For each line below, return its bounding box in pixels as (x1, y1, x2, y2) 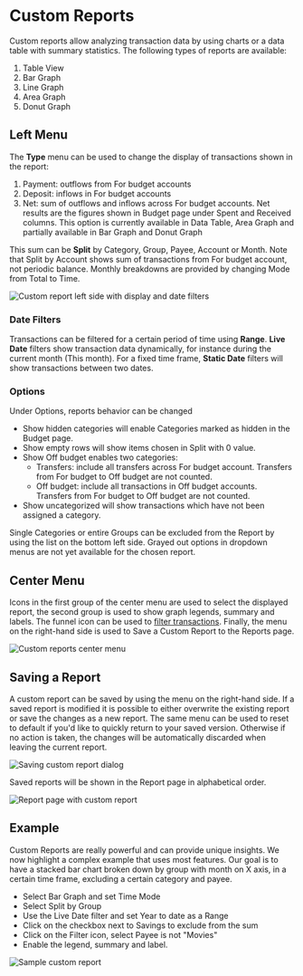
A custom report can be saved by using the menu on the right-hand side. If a (9, 694, 295, 704)
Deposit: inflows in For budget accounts (22, 187, 172, 199)
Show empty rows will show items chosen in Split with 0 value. (22, 443, 256, 454)
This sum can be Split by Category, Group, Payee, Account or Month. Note (9, 244, 288, 254)
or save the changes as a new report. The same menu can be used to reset (9, 713, 289, 723)
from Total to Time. (9, 273, 80, 283)
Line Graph (22, 81, 64, 92)
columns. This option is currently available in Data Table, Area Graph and (22, 216, 294, 227)
